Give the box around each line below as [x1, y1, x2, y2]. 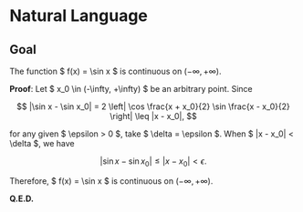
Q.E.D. [9, 193, 35, 204]
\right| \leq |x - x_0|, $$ [109, 111, 198, 121]
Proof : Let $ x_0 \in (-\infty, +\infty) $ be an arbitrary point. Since [9, 84, 253, 94]
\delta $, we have [9, 138, 75, 148]
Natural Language [9, 5, 149, 26]
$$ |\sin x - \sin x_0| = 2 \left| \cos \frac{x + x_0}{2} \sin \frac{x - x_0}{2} [16, 101, 290, 112]
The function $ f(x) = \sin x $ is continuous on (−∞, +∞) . [9, 66, 222, 76]
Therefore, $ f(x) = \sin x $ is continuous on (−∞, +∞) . [9, 175, 214, 187]
